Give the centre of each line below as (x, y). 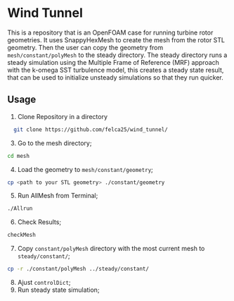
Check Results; (39, 222)
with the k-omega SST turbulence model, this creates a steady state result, (116, 70)
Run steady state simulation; (58, 290)
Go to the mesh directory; (54, 143)
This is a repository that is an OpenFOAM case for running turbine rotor (110, 32)
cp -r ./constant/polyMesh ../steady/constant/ (78, 269)
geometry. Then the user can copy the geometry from (85, 47)
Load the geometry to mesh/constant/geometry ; (85, 169)
